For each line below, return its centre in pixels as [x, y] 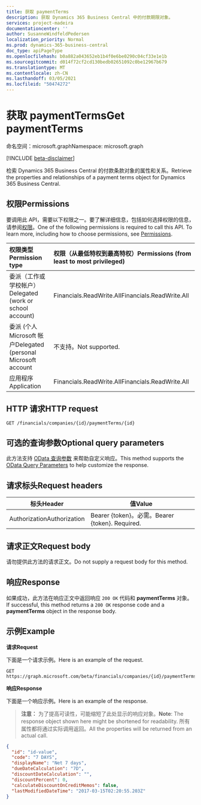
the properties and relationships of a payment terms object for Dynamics [96, 177]
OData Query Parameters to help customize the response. [77, 465]
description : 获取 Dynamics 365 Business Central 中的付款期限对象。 [90, 17]
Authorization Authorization [47, 519]
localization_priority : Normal [45, 40]
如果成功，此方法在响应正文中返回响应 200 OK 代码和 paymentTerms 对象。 [99, 598]
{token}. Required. [116, 523]
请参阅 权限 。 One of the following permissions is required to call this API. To [99, 227]
